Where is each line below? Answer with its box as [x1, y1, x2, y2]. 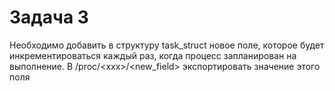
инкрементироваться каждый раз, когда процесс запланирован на [9, 49, 297, 61]
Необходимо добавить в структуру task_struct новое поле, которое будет [9, 39, 325, 51]
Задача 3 [9, 6, 89, 29]
